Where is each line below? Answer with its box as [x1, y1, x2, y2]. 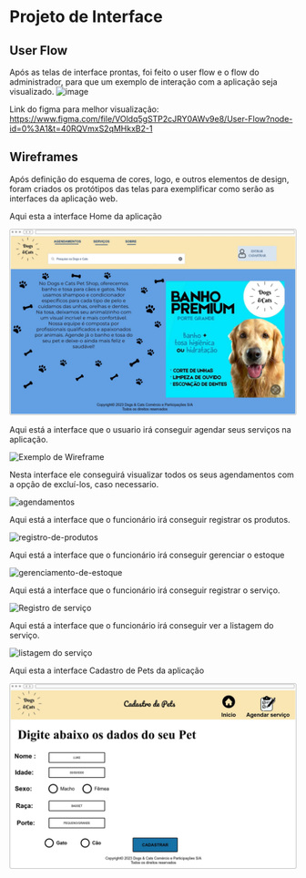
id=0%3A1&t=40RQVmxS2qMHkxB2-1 [9, 123, 153, 134]
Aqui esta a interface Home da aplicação [9, 210, 162, 221]
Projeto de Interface [9, 6, 163, 27]
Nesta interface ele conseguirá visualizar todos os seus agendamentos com [9, 469, 294, 480]
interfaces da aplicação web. [9, 193, 118, 204]
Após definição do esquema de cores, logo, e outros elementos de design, [9, 173, 290, 184]
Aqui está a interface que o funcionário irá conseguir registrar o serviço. [9, 585, 280, 596]
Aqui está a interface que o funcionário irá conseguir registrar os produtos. [9, 514, 291, 525]
